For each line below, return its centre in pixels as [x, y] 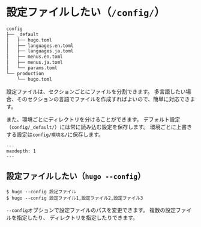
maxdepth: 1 [21, 151]
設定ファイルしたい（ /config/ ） [85, 12]
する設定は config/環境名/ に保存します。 [55, 134]
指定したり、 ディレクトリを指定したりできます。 [77, 217]
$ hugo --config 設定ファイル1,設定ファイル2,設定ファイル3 [75, 198]
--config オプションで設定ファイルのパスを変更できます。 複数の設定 [91, 210]
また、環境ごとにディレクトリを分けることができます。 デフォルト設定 [93, 119]
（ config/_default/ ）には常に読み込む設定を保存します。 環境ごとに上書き [99, 126]
